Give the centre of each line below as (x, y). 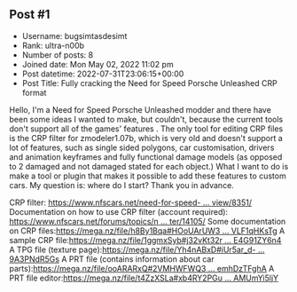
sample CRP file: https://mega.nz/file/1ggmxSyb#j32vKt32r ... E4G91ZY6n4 (145, 240)
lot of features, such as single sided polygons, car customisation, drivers (142, 147)
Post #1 (30, 15)
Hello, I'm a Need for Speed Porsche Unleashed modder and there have (141, 109)
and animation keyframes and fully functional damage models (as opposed (146, 157)
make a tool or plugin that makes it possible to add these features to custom (148, 176)
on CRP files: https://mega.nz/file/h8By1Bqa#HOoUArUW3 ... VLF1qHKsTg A (147, 231)
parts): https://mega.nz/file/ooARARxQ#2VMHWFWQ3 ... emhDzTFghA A (142, 268)
